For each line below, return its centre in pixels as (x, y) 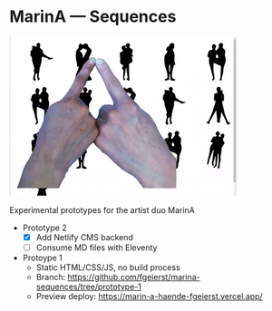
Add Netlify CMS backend (85, 237)
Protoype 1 (42, 258)
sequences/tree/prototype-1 (89, 287)
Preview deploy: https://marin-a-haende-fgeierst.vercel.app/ (149, 296)
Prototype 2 (44, 228)
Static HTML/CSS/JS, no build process (108, 267)
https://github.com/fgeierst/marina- (134, 277)
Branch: (51, 277)
